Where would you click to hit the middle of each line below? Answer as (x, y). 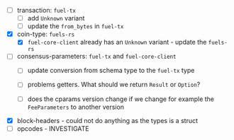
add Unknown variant (56, 18)
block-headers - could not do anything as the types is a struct (107, 120)
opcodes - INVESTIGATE (53, 128)
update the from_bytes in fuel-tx (76, 26)
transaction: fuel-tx (46, 10)
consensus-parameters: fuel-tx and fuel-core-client (96, 57)
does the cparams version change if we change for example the (121, 99)
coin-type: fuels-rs (46, 34)
